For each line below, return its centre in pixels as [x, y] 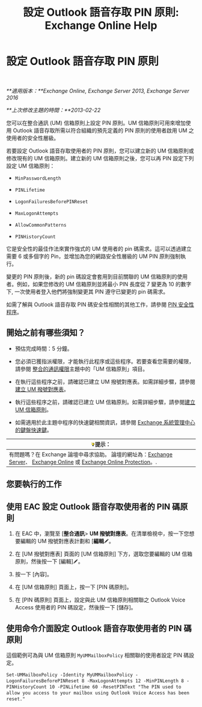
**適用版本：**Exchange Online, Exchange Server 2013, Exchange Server [98, 90]
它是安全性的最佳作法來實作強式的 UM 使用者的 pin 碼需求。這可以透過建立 [99, 248]
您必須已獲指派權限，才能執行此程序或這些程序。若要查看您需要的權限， [104, 361]
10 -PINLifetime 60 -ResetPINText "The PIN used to [115, 687]
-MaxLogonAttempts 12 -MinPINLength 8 [136, 681]
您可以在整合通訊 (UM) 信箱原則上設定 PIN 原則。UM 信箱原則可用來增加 [96, 123]
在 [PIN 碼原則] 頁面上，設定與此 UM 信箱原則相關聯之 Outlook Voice [100, 600]
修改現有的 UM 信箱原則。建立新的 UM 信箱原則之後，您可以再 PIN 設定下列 [100, 158]
